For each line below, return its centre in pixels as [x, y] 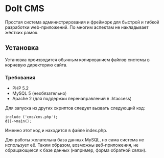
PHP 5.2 [20, 88]
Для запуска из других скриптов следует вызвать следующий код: [75, 108]
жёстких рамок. [22, 32]
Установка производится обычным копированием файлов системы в [78, 60]
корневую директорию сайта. [36, 65]
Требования [20, 77]
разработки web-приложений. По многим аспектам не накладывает [77, 27]
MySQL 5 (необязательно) [39, 93]
